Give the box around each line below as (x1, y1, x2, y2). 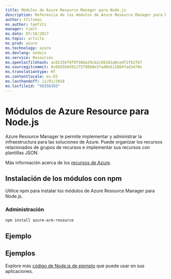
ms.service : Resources (5, 55, 53, 60)
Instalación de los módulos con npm (5, 174, 122, 183)
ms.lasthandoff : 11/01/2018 (5, 79, 65, 84)
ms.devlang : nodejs (5, 50, 47, 55)
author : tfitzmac (5, 17, 42, 22)
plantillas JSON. (5, 149, 39, 156)
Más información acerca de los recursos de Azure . (5, 159, 111, 166)
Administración (5, 206, 44, 213)
